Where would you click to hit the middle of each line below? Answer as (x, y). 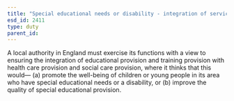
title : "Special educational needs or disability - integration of (107, 14)
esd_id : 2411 (26, 20)
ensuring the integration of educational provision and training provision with (116, 61)
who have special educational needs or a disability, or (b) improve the (107, 83)
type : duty (23, 26)
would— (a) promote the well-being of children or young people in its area (114, 75)
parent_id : (23, 33)
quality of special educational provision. (64, 90)
